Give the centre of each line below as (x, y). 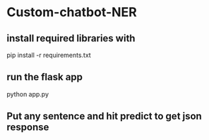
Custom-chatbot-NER (72, 12)
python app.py (28, 94)
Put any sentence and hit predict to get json (104, 116)
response (28, 127)
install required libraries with (71, 38)
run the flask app (44, 77)
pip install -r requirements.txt (49, 55)
